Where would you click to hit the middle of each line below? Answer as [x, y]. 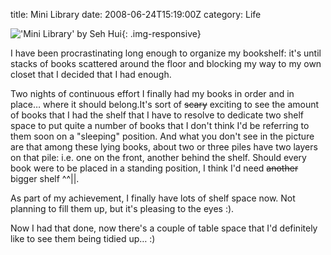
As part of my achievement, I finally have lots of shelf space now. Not [153, 198]
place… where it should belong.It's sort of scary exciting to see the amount [165, 104]
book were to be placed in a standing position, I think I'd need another [154, 168]
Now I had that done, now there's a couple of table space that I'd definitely [164, 228]
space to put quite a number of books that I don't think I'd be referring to [160, 125]
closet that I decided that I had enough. [91, 74]
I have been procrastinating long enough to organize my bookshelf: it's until [166, 53]
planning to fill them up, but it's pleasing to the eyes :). [122, 208]
